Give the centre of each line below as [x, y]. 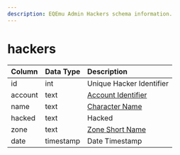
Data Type [63, 71]
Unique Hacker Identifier [128, 84]
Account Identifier [117, 95]
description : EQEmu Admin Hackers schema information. [90, 14]
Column [24, 71]
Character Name [115, 106]
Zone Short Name [117, 130]
